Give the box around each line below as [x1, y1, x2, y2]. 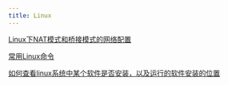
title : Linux [8, 11, 52, 20]
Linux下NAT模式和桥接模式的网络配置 [8, 34, 132, 44]
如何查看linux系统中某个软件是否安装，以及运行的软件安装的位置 [8, 68, 220, 78]
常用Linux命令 [8, 51, 54, 60]
